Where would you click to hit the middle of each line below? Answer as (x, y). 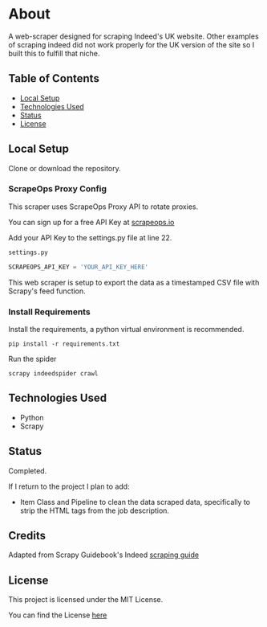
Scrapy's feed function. (47, 291)
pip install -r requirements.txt (64, 344)
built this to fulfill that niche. (54, 53)
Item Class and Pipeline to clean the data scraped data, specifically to (135, 502)
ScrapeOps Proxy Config (57, 189)
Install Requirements (49, 312)
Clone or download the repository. (65, 168)
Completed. (28, 470)
